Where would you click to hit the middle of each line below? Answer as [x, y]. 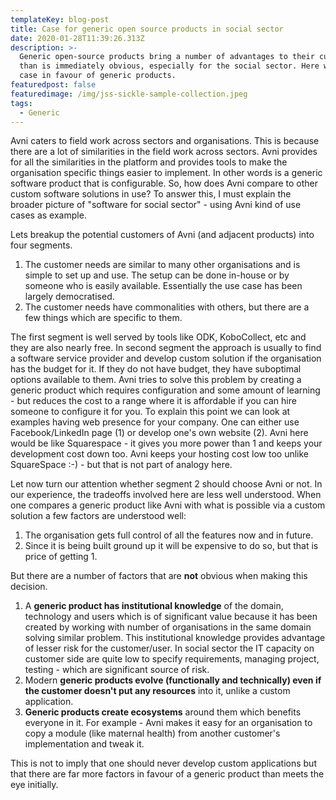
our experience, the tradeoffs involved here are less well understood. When [166, 495]
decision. [29, 587]
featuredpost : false [53, 85]
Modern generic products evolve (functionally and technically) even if [173, 680]
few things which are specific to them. [103, 318]
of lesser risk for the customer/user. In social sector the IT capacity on [169, 648]
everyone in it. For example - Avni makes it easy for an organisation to [168, 723]
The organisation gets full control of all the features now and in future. [169, 535]
